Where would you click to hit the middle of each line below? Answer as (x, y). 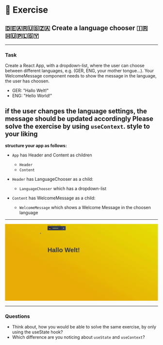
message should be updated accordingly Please (79, 119)
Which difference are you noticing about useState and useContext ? (78, 337)
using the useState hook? (37, 332)
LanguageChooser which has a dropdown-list (63, 189)
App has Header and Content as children (52, 155)
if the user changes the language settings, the (76, 111)
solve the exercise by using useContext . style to (78, 126)
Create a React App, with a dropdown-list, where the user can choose (75, 66)
